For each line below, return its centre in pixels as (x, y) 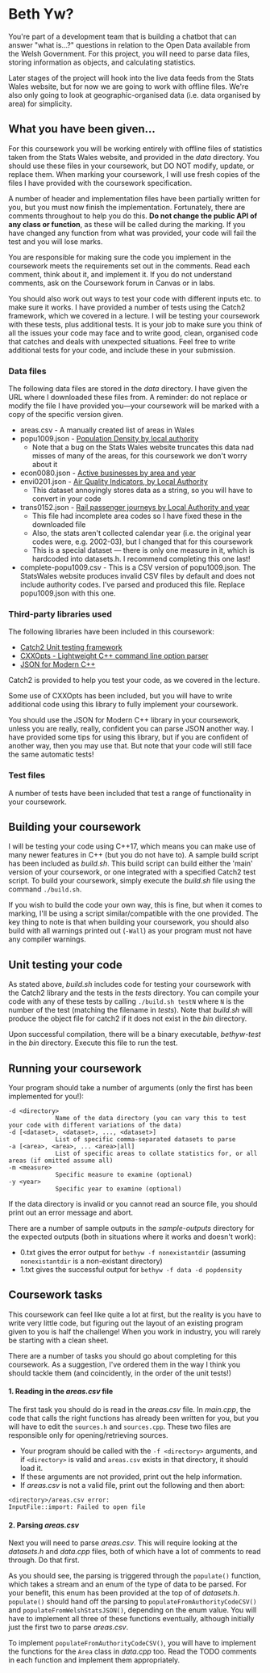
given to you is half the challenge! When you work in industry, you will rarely (135, 1331)
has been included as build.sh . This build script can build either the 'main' (131, 864)
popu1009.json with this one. (68, 593)
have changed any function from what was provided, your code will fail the (132, 233)
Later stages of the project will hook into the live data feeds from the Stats (131, 78)
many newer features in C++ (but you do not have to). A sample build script (134, 855)
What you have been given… (82, 129)
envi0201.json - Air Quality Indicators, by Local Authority (114, 482)
